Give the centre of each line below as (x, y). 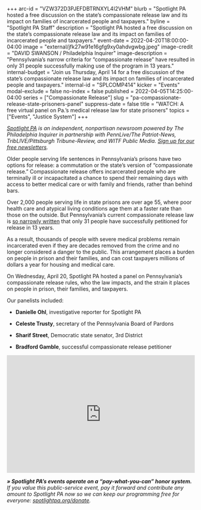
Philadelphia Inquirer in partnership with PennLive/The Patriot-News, (92, 135)
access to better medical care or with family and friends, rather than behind (100, 184)
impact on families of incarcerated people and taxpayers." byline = (89, 21)
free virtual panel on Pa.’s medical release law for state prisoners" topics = (98, 110)
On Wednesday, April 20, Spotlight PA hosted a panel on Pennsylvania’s (95, 276)
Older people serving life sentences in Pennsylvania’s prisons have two (94, 159)
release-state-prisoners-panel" (45, 104)
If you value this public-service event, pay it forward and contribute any (95, 488)
